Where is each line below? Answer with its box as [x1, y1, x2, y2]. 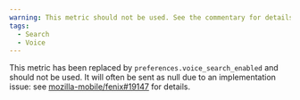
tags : [9, 21, 29, 30]
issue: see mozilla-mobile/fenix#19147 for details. [9, 81, 191, 92]
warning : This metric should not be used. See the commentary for [9, 12, 262, 22]
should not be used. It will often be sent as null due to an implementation [9, 72, 277, 83]
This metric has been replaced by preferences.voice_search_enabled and [9, 62, 279, 73]
